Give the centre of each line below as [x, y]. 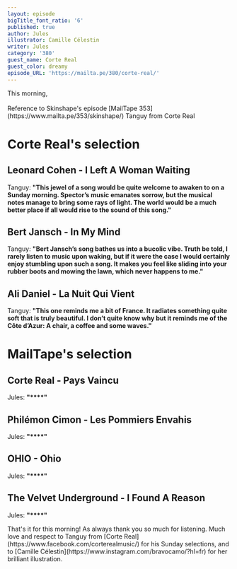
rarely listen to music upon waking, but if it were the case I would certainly [119, 257]
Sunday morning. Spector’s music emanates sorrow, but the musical [110, 194]
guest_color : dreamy [38, 66]
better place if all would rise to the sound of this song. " [89, 210]
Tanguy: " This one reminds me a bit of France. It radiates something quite [117, 311]
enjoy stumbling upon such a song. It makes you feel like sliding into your [117, 264]
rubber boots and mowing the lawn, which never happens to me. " [105, 271]
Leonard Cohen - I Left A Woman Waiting [99, 170]
